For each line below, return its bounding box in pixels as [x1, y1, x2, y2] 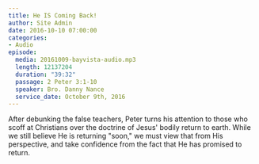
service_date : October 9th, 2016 [15, 93, 126, 101]
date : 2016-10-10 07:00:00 [8, 26, 97, 34]
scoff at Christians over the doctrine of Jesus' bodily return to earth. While [8, 123, 251, 132]
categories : [8, 33, 48, 42]
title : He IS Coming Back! [8, 11, 97, 20]
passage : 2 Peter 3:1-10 [15, 78, 97, 86]
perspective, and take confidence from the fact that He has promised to [8, 139, 242, 149]
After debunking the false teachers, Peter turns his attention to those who [8, 114, 248, 124]
